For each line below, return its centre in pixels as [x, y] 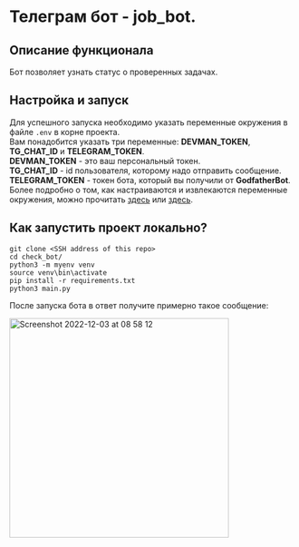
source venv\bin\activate [58, 273]
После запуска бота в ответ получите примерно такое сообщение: [139, 305]
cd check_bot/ [36, 257]
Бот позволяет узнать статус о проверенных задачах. [114, 72]
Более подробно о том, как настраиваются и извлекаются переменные [149, 190]
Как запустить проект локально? [109, 228]
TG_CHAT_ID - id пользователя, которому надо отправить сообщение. [145, 171]
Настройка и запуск [69, 100]
